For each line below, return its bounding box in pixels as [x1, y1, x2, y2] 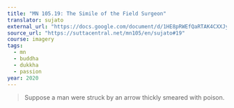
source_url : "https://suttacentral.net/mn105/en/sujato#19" [7, 29, 186, 37]
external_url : [7, 23, 49, 30]
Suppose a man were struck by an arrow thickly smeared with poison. [24, 93, 225, 102]
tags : [7, 42, 23, 49]
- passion [13, 68, 42, 75]
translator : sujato [7, 17, 64, 24]
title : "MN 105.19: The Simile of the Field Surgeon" [7, 10, 167, 17]
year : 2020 [7, 74, 39, 82]
